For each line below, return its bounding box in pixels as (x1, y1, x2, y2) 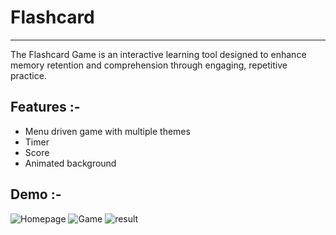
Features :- (10, 99, 81, 116)
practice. (10, 69, 47, 81)
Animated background (24, 157, 117, 169)
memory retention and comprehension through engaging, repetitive (10, 59, 288, 71)
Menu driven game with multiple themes (24, 125, 191, 137)
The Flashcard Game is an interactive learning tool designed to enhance (10, 48, 307, 60)
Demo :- (10, 186, 62, 203)
